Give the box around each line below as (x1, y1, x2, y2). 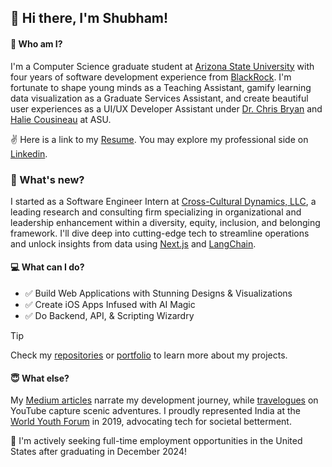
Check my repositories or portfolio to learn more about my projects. (10, 349, 288, 361)
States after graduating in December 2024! (10, 446, 187, 458)
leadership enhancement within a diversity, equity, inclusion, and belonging (10, 216, 321, 228)
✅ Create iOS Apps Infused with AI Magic (24, 299, 196, 311)
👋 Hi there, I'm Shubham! (10, 10, 169, 27)
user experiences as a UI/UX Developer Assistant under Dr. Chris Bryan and (10, 102, 323, 115)
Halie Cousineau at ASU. (10, 113, 112, 125)
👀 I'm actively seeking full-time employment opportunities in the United (10, 435, 303, 447)
